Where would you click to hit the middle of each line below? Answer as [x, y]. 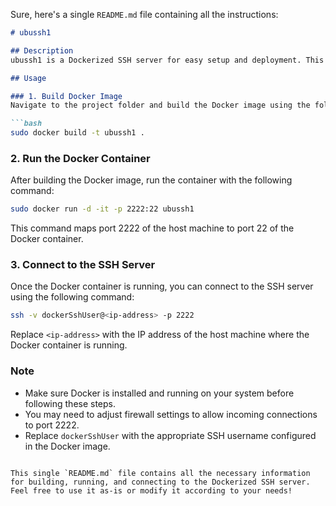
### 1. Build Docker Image [66, 96]
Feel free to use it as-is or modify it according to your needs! [151, 490]
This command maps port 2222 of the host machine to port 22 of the [152, 228]
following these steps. [70, 403]
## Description [42, 50]
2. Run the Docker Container [80, 158]
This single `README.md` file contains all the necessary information [160, 473]
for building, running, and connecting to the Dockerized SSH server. [160, 482]
